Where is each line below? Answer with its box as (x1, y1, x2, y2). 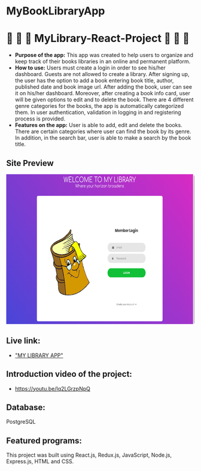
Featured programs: (6, 436, 82, 446)
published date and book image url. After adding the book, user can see (14, 83, 193, 90)
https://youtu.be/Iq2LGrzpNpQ (14, 385, 91, 392)
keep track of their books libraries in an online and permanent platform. (14, 58, 191, 65)
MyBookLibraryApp (6, 4, 105, 18)
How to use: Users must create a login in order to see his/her (14, 64, 166, 71)
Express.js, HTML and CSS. (6, 458, 74, 465)
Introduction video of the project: (6, 369, 133, 379)
